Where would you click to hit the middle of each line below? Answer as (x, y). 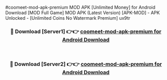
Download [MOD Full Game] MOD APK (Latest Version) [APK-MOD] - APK (82, 13)
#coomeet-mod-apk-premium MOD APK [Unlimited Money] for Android (80, 7)
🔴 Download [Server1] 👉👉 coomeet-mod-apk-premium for (86, 31)
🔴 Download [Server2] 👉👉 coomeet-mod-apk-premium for (86, 64)
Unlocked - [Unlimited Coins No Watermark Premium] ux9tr (68, 18)
